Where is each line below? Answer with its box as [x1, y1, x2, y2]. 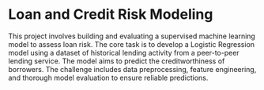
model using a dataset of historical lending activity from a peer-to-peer [8, 48, 239, 57]
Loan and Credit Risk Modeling [8, 5, 213, 23]
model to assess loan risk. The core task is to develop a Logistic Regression [8, 39, 255, 49]
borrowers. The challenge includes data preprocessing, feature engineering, [8, 64, 257, 74]
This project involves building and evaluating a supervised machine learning [8, 31, 255, 41]
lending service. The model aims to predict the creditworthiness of [8, 56, 225, 66]
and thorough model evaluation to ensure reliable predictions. [8, 73, 209, 82]
